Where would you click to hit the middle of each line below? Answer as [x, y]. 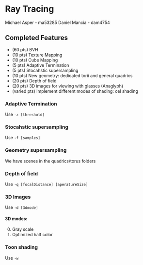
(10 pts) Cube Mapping [35, 60]
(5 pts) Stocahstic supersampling [45, 70]
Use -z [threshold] [25, 114]
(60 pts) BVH [25, 49]
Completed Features [36, 38]
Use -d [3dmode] [22, 207]
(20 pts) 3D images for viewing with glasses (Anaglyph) [68, 86]
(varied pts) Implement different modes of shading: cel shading [75, 91]
